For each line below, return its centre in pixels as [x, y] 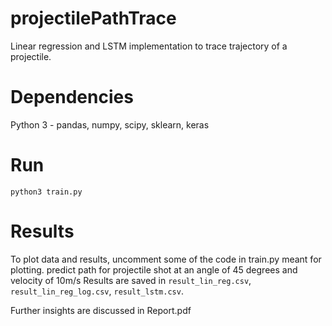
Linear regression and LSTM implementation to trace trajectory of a [149, 46]
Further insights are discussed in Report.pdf [101, 310]
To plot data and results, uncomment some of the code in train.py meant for [166, 259]
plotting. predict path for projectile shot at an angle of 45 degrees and [154, 269]
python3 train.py [46, 192]
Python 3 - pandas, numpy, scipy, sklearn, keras [110, 124]
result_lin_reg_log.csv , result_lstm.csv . [97, 291]
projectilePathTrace [93, 18]
